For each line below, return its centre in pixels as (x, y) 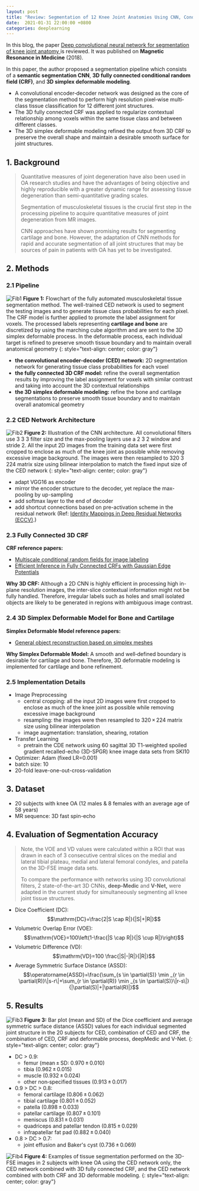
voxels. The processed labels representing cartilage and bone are (87, 323)
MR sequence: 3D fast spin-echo (55, 816)
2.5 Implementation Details (46, 682)
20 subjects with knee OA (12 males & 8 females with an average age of (102, 803)
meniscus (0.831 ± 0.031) (54, 1120)
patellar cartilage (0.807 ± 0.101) (62, 1113)
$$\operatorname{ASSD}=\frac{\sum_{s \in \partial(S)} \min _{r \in (104, 975)
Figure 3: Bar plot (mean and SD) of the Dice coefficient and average (108, 1020)
